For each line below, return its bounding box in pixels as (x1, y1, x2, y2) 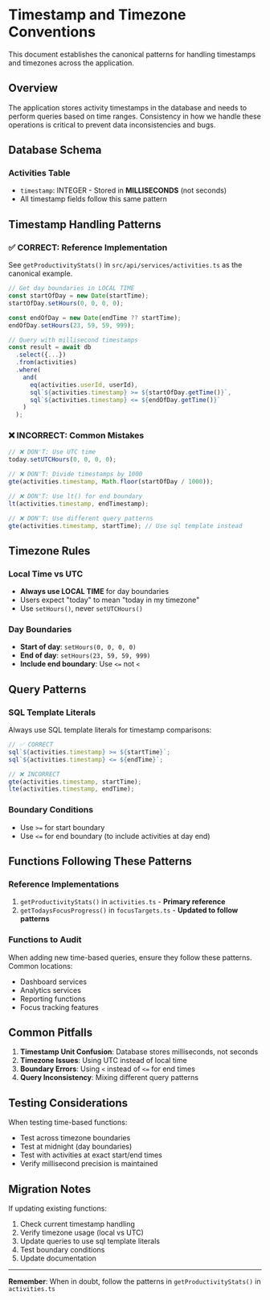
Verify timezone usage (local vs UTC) (19, 1227, 145, 1238)
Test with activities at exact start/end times (19, 1150, 162, 1160)
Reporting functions (19, 994, 86, 1003)
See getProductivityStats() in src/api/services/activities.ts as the (8, 260, 243, 270)
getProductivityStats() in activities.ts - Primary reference (19, 897, 226, 907)
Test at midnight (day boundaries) (19, 1142, 133, 1152)
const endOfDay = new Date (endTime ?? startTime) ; (8, 314, 182, 322)
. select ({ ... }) (15, 351, 67, 359)
